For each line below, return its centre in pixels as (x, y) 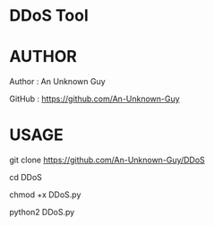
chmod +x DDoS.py (45, 195)
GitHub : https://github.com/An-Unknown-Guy (95, 99)
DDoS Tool (49, 16)
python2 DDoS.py (42, 213)
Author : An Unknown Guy (57, 82)
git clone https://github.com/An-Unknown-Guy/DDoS (107, 160)
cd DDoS (26, 178)
